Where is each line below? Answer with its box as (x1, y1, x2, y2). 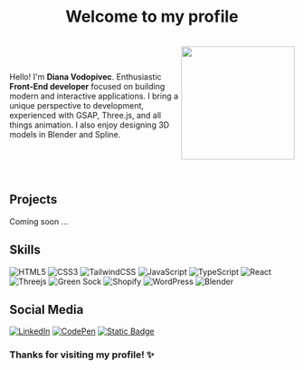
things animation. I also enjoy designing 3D (9, 119, 170, 130)
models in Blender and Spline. (9, 128, 121, 139)
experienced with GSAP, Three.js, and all (9, 109, 161, 120)
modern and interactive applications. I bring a (9, 90, 179, 101)
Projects (9, 192, 58, 207)
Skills (9, 242, 41, 258)
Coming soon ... (9, 215, 69, 227)
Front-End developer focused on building (9, 81, 166, 91)
